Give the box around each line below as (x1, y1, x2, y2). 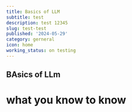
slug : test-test (6, 25, 47, 32)
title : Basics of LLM (6, 8, 60, 15)
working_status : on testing (6, 48, 76, 54)
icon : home (6, 42, 33, 48)
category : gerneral (6, 36, 55, 42)
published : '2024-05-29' (6, 31, 68, 37)
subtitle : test (6, 14, 44, 20)
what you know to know (6, 94, 127, 107)
